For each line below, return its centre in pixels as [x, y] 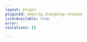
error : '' [15, 23]
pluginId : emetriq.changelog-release [44, 14]
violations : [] [21, 28]
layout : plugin [21, 10]
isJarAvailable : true [27, 19]
